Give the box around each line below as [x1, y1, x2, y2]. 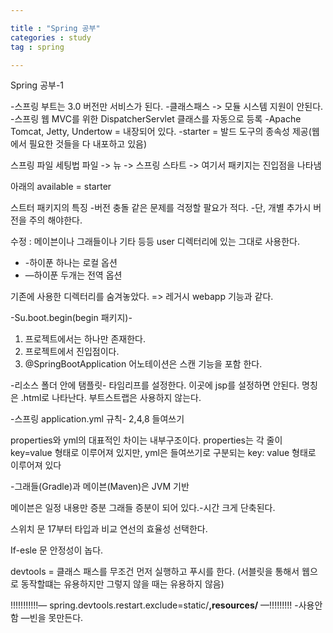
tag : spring [10, 42, 65, 52]
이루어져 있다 [10, 459, 62, 471]
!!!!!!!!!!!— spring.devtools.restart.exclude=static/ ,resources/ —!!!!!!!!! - [10, 599, 299, 611]
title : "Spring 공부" [10, 23, 101, 33]
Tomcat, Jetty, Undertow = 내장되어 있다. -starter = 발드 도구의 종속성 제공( [10, 126, 312, 138]
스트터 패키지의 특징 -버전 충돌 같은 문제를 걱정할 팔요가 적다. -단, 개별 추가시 [10, 202, 312, 214]
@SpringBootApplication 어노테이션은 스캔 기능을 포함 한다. [24, 358, 263, 370]
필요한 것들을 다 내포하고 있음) [28, 138, 147, 150]
